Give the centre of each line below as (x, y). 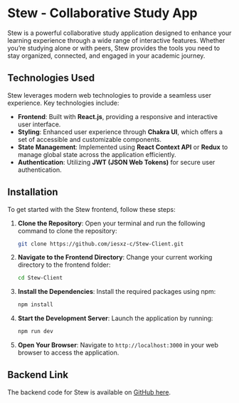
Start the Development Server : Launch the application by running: (115, 318)
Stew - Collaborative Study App (102, 13)
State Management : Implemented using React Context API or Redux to (123, 147)
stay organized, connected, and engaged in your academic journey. (106, 56)
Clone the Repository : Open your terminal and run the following (111, 223)
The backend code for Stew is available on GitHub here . (89, 392)
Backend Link (38, 375)
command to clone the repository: (67, 230)
